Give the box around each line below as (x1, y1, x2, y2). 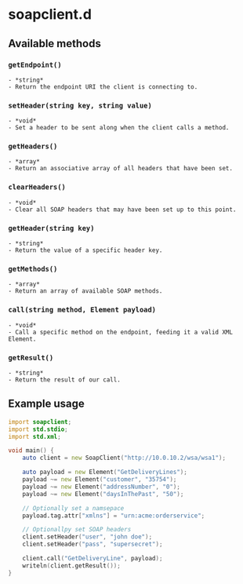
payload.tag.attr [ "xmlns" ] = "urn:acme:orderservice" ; (22, 512, 205, 520)
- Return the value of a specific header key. (8, 246, 163, 254)
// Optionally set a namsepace (22, 504, 125, 512)
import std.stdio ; (8, 425, 68, 433)
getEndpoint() (8, 60, 62, 69)
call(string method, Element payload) (8, 305, 157, 315)
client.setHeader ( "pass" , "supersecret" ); (22, 540, 163, 549)
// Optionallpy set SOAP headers (22, 526, 132, 534)
